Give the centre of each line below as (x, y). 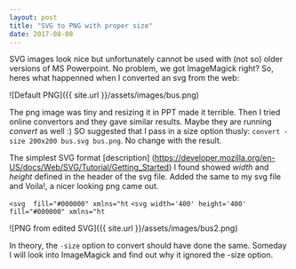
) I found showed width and (219, 167)
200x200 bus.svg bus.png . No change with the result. (125, 141)
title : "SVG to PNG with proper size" (81, 26)
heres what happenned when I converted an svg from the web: (124, 78)
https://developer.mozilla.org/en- (215, 158)
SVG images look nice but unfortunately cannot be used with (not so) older (146, 59)
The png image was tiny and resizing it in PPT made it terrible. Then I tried (145, 113)
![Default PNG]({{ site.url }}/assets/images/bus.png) (104, 95)
